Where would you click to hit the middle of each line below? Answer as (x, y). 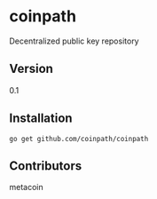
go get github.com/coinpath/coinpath (79, 139)
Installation (41, 119)
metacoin (26, 187)
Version (31, 69)
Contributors (46, 166)
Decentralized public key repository (74, 41)
